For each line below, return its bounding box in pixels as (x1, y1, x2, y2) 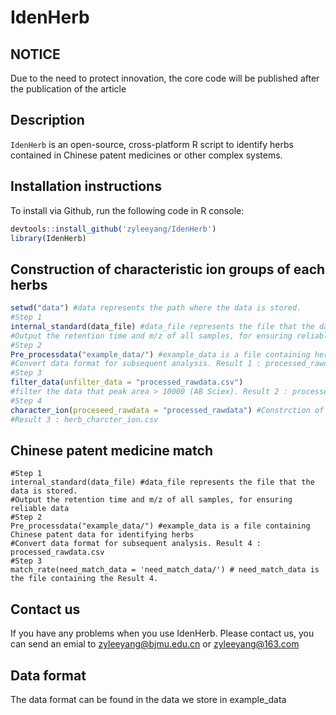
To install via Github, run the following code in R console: (10, 204, 245, 216)
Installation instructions (10, 178, 162, 195)
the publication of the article (10, 83, 127, 95)
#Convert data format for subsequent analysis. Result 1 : (10, 359, 262, 369)
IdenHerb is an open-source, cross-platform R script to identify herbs (10, 138, 294, 150)
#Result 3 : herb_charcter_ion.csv (10, 414, 159, 425)
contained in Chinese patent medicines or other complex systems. (10, 149, 283, 161)
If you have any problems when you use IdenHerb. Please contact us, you (10, 627, 315, 640)
